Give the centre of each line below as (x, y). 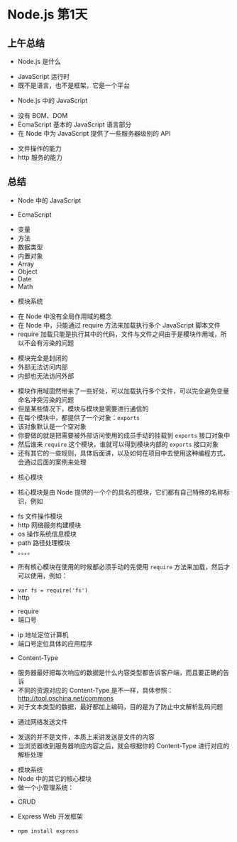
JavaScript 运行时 (43, 76)
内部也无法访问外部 (46, 376)
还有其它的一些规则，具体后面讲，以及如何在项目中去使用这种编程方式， (123, 453)
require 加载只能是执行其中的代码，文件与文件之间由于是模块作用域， (119, 334)
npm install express (48, 831)
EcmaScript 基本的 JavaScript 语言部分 (75, 124)
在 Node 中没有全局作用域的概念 (65, 316)
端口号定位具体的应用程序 (55, 643)
